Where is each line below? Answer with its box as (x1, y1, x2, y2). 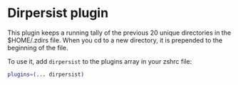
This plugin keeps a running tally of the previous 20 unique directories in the (7, 28, 232, 37)
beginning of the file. (7, 43, 69, 52)
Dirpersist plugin (7, 5, 109, 21)
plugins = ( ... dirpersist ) (7, 71, 84, 78)
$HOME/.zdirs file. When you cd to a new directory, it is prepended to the (7, 35, 223, 44)
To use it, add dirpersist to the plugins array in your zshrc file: (7, 57, 192, 65)
